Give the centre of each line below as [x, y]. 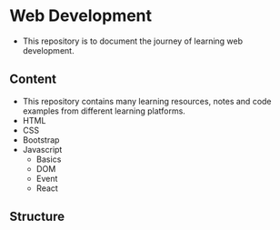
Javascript [42, 149]
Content [33, 80]
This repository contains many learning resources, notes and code [147, 101]
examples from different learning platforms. [104, 111]
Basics [49, 159]
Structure [37, 217]
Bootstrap [41, 140]
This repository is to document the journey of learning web [133, 41]
